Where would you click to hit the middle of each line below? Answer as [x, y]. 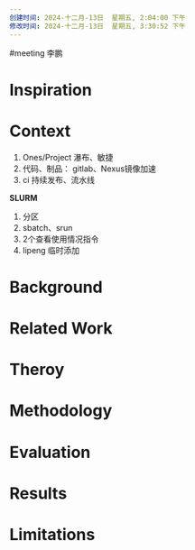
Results [38, 493]
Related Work [61, 328]
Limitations [52, 534]
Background [56, 287]
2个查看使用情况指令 [60, 239]
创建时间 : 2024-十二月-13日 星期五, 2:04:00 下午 [98, 18]
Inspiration [51, 90]
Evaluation [50, 452]
